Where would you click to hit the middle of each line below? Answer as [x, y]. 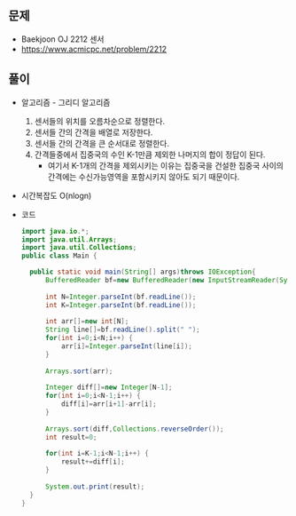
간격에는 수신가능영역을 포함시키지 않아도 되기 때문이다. [144, 177]
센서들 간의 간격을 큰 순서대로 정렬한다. [102, 143]
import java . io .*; [55, 231]
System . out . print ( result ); [95, 487]
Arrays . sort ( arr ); [79, 371]
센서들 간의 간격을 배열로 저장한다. [93, 132]
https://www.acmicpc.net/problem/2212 [94, 49]
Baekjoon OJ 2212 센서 [62, 39]
